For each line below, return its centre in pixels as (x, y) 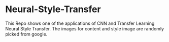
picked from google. (26, 34)
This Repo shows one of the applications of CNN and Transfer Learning (80, 23)
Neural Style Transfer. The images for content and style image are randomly (84, 28)
